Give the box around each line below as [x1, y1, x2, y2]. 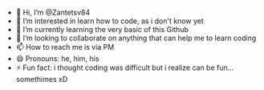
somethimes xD [15, 75, 68, 84]
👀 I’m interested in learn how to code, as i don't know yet [15, 16, 205, 26]
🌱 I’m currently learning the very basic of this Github [15, 25, 189, 34]
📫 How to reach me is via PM [15, 43, 115, 51]
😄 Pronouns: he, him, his [15, 54, 100, 63]
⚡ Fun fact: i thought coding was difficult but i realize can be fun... [15, 63, 234, 72]
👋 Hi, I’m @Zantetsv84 [15, 8, 91, 17]
